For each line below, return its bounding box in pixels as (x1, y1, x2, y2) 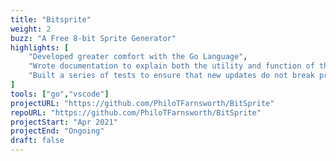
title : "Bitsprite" (10, 14, 92, 25)
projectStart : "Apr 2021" (10, 117, 118, 127)
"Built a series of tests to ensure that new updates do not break (28, 71, 315, 81)
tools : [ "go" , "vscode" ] (10, 89, 110, 99)
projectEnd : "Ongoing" (10, 126, 105, 136)
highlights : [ (10, 42, 70, 53)
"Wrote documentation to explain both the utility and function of (28, 61, 315, 71)
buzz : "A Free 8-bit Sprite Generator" (10, 33, 177, 43)
